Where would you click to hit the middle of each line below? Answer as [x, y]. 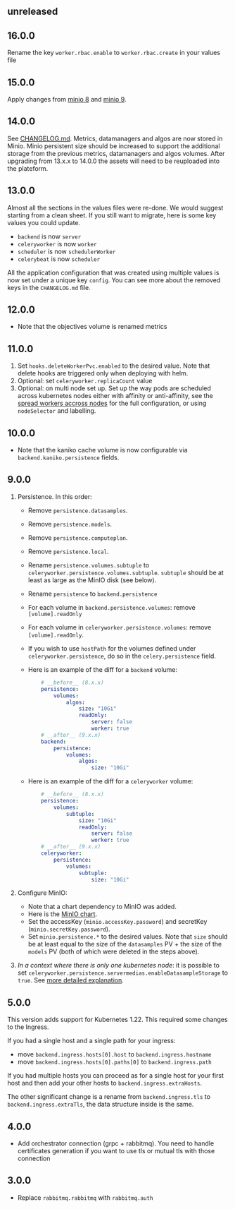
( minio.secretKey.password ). [69, 929]
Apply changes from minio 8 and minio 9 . [67, 100]
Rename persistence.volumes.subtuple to [89, 565]
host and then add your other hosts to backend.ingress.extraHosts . [105, 1083]
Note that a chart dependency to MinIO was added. [102, 907]
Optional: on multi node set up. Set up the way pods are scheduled [114, 388]
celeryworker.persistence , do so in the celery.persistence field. [122, 656]
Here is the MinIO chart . [62, 914]
